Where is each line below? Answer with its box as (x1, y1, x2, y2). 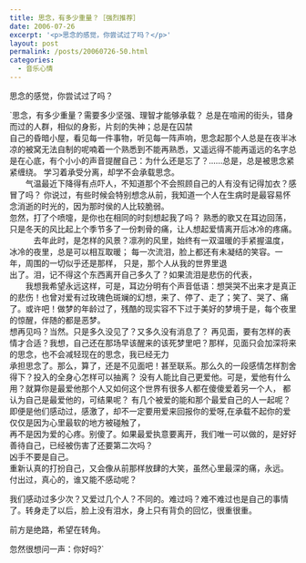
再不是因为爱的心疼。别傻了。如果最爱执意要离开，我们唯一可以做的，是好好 (9, 428, 297, 439)
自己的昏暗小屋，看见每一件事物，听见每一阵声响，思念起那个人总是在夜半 (9, 132, 289, 143)
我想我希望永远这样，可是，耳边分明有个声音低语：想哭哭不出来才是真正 (25, 280, 297, 292)
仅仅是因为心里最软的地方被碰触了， (9, 416, 146, 428)
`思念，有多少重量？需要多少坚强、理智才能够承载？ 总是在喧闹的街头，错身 (9, 109, 294, 120)
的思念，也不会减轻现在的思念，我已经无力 (9, 348, 169, 360)
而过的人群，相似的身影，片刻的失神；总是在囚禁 (9, 120, 193, 132)
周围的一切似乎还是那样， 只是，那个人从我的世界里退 (25, 257, 228, 269)
